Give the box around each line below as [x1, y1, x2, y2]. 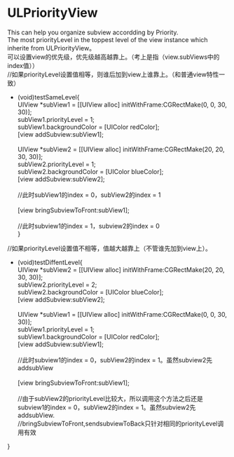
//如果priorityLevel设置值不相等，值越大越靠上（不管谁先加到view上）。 [7, 244, 212, 252]
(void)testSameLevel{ [17, 93, 80, 101]
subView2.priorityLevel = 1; [17, 160, 96, 168]
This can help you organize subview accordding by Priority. [7, 28, 179, 36]
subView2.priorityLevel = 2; [17, 280, 97, 289]
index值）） [7, 61, 39, 69]
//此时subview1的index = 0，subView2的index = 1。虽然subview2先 [17, 355, 213, 364]
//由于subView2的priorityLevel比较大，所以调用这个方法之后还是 [17, 394, 203, 402]
